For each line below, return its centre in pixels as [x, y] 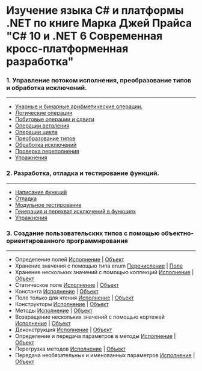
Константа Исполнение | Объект [57, 292]
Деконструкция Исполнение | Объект [63, 330]
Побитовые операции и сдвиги [54, 119]
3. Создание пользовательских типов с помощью [83, 233]
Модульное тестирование [48, 204]
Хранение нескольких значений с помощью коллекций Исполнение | [104, 272]
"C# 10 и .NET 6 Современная [84, 36]
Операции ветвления [42, 126]
